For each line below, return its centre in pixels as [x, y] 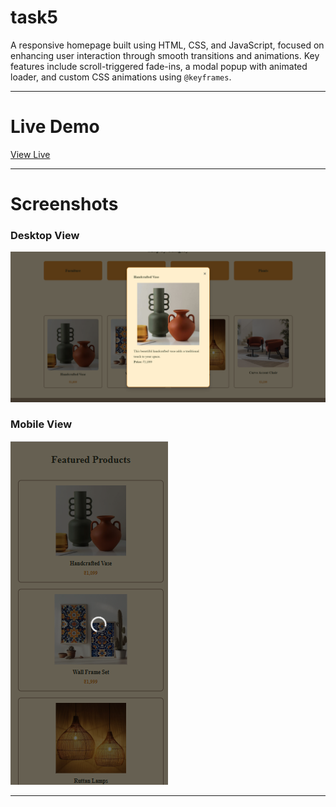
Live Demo [55, 127]
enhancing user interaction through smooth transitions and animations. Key [165, 55]
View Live [30, 154]
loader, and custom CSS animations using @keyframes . [121, 77]
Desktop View [45, 235]
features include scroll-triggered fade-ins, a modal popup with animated [159, 66]
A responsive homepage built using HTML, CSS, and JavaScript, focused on [167, 45]
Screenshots [64, 204]
